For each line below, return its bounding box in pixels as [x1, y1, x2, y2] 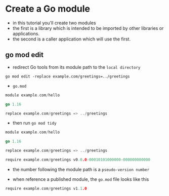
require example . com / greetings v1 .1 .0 [5, 186, 87, 191]
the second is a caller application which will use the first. [12, 36, 131, 42]
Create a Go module [5, 3, 90, 15]
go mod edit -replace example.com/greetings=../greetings [5, 74, 130, 79]
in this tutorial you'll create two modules [12, 20, 96, 26]
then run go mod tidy [12, 120, 57, 126]
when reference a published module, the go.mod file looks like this [12, 176, 149, 182]
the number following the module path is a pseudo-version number [12, 166, 150, 172]
